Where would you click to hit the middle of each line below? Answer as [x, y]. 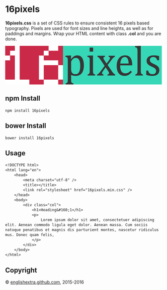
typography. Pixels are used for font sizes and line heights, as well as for [79, 28]
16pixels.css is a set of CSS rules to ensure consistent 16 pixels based [78, 23]
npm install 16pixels [28, 111]
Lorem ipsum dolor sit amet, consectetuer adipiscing [97, 220]
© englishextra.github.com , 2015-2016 [45, 282]
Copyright [21, 270]
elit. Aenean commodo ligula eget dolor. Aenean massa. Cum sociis [77, 225]
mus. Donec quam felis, [30, 235]
